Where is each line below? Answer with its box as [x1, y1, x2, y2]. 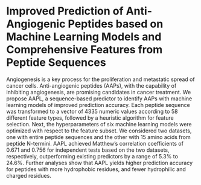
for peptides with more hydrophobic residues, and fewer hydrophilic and [6, 165, 186, 173]
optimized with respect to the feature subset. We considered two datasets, [6, 127, 192, 134]
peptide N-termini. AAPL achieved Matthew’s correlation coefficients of [6, 140, 184, 147]
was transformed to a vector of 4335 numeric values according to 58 [6, 108, 178, 115]
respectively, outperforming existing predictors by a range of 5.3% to [6, 152, 178, 160]
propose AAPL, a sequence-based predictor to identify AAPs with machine [6, 95, 193, 102]
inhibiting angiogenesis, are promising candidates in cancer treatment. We [6, 88, 191, 96]
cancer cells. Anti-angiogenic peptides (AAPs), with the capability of [6, 82, 177, 89]
